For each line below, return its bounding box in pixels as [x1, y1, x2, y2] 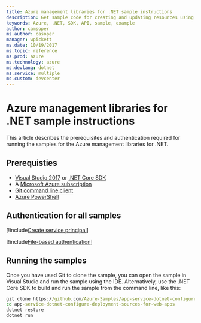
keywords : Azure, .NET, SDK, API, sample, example [6, 20, 135, 26]
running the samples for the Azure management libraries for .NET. [6, 140, 169, 148]
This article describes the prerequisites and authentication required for [6, 134, 181, 142]
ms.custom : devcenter [6, 76, 60, 82]
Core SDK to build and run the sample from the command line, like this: [6, 284, 181, 291]
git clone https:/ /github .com [6, 295, 82, 302]
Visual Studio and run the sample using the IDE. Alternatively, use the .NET [6, 277, 190, 285]
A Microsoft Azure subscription [14, 180, 92, 187]
